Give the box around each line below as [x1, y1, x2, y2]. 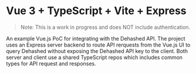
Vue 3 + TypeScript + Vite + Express [6, 4, 187, 18]
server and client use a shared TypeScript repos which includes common [6, 54, 183, 61]
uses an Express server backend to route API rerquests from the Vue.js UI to [6, 41, 191, 48]
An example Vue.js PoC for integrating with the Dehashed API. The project [6, 35, 186, 42]
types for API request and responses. [6, 60, 97, 67]
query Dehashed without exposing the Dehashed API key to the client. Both [6, 47, 188, 54]
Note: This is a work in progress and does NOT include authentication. [20, 24, 191, 31]
